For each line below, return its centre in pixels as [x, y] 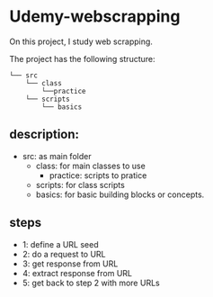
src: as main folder [57, 156]
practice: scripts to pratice [98, 175]
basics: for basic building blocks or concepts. [120, 194]
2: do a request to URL [64, 254]
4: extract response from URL [77, 273]
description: [44, 135]
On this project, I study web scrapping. [81, 41]
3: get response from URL [70, 264]
